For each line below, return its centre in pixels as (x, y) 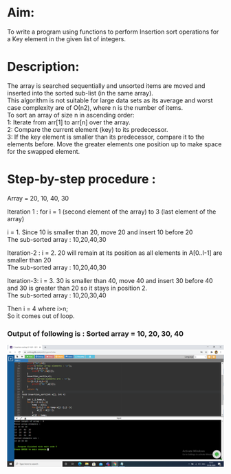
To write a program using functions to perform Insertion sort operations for (113, 32)
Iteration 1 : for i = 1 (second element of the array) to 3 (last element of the (112, 212)
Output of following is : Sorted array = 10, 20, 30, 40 (96, 333)
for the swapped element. (44, 151)
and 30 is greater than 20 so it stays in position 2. (77, 288)
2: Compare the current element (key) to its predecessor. (88, 129)
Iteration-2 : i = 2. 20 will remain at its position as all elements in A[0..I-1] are (115, 253)
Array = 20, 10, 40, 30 (38, 198)
